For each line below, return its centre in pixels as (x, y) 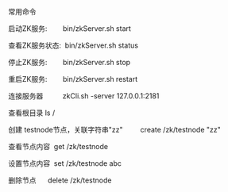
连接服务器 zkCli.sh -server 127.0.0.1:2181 (84, 96)
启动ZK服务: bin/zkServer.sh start (70, 29)
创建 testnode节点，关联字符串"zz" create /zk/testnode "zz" (114, 130)
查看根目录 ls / (32, 113)
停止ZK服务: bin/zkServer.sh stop (70, 62)
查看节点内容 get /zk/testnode (58, 146)
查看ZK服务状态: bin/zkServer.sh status (73, 45)
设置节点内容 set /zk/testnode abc (65, 163)
